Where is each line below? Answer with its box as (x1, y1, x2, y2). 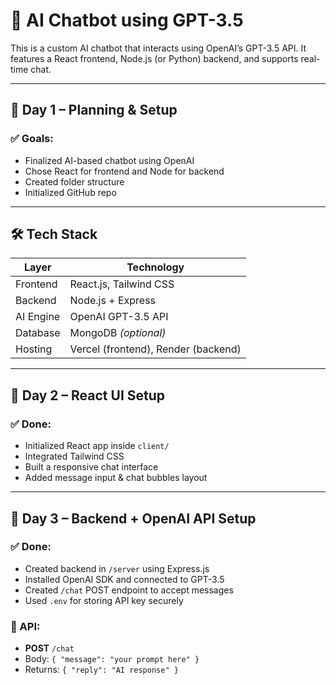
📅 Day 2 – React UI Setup (10, 387, 166, 404)
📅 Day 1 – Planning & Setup (10, 102, 178, 119)
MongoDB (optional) (69, 326, 167, 340)
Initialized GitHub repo (24, 186, 117, 198)
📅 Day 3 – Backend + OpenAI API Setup (10, 510, 257, 527)
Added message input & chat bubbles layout (24, 472, 208, 484)
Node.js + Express (69, 294, 157, 308)
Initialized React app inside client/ (24, 440, 170, 452)
